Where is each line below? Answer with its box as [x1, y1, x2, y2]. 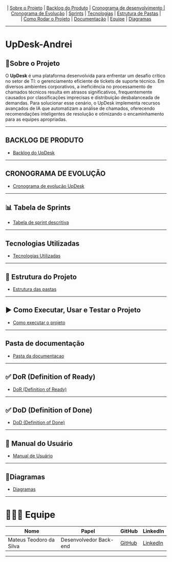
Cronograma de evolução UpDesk [12, 183, 84, 189]
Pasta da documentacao [12, 352, 64, 359]
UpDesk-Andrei [5, 39, 73, 50]
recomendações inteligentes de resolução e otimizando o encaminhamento [5, 111, 164, 117]
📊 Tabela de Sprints [5, 203, 71, 212]
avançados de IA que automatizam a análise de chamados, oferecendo [5, 105, 155, 111]
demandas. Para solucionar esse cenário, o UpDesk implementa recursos [5, 100, 160, 106]
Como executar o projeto [12, 319, 66, 326]
